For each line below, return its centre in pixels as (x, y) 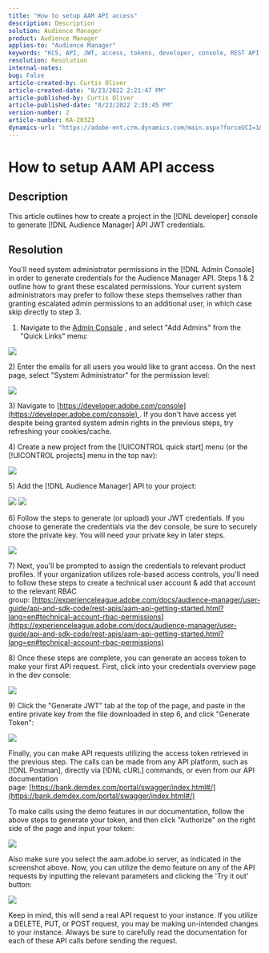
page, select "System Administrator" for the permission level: (109, 375)
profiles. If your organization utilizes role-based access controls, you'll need (134, 574)
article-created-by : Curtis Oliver (68, 83)
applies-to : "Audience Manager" (62, 46)
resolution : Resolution (48, 61)
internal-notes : (35, 68)
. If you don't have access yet (188, 414)
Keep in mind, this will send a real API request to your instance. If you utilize (133, 914)
